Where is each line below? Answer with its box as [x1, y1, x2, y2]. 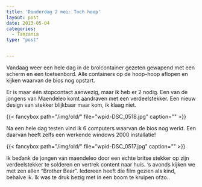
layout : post [6, 14, 39, 21]
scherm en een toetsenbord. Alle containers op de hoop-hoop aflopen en [6, 71, 188, 77]
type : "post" [6, 37, 39, 43]
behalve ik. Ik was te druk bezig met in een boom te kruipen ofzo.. [6, 174, 170, 181]
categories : [6, 25, 36, 32]
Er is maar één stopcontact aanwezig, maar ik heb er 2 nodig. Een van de [6, 89, 188, 95]
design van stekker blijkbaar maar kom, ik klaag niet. [6, 101, 137, 109]
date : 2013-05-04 [6, 20, 50, 26]
